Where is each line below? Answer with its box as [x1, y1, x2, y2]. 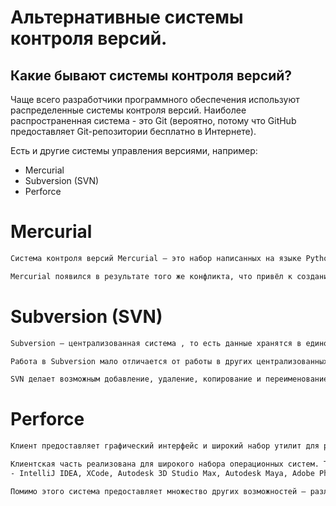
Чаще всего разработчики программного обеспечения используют [10, 94, 300, 105]
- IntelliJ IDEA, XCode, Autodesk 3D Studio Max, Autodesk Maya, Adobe [10, 468, 315, 478]
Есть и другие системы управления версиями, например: [10, 145, 258, 156]
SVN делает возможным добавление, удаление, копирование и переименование [10, 374, 329, 385]
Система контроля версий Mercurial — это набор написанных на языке [10, 253, 302, 263]
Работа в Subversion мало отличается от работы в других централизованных [10, 356, 329, 366]
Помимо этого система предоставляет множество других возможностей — [10, 486, 307, 496]
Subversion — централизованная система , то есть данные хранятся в [10, 338, 302, 348]
